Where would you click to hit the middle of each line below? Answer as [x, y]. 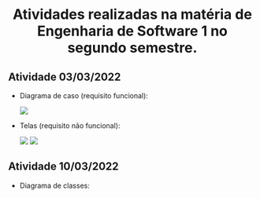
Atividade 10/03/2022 [63, 167]
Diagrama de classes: [55, 185]
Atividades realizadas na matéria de [132, 15]
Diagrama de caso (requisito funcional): [84, 95]
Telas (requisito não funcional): [70, 126]
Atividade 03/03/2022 [65, 77]
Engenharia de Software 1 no [132, 31]
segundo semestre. [132, 48]
